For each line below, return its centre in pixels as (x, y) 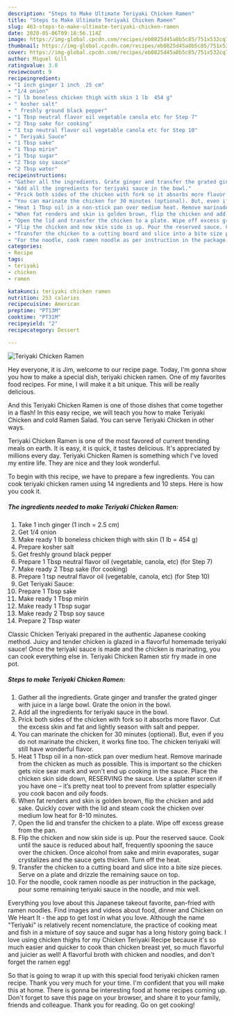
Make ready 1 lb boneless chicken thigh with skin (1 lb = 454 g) (108, 539)
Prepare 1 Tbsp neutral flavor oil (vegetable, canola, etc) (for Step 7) (115, 561)
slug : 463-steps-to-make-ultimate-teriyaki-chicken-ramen (93, 26)
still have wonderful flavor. (56, 749)
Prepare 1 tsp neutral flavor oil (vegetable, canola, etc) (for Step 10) (114, 576)
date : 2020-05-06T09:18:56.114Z (55, 33)
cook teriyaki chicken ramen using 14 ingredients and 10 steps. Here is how (116, 483)
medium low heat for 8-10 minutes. (68, 815)
